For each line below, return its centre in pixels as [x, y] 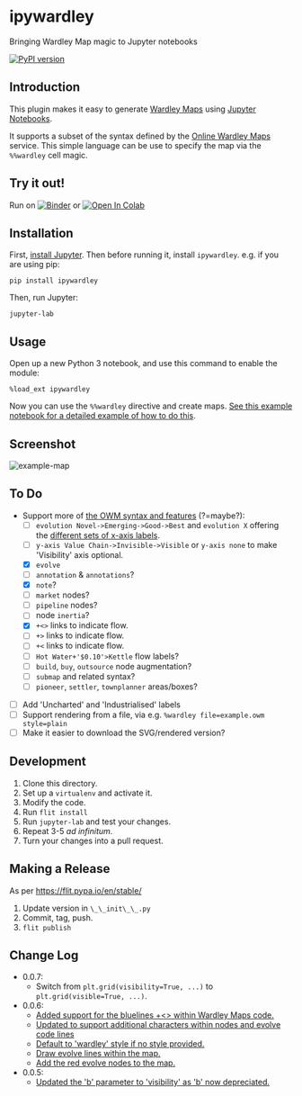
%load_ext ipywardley [50, 390]
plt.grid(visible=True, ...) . [91, 996]
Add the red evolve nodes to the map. [106, 1063]
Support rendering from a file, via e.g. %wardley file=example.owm [143, 714]
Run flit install [55, 812]
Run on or [45, 205]
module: [25, 373]
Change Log [44, 955]
